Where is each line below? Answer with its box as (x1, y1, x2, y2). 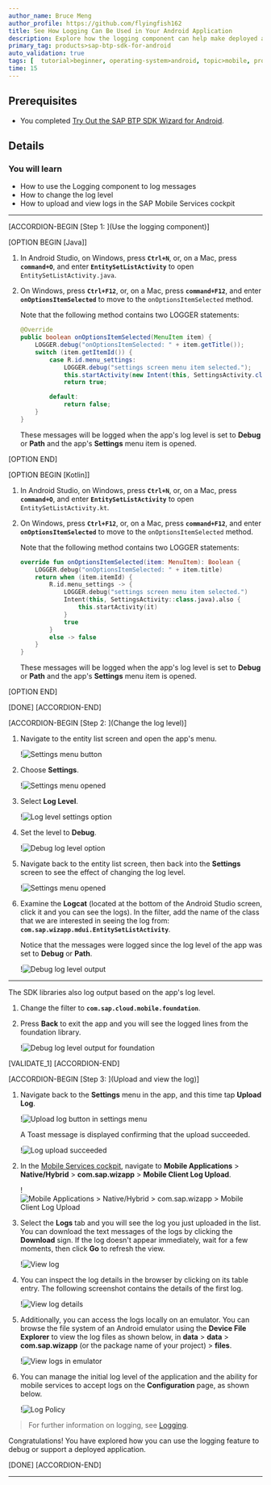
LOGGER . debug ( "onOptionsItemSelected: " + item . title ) (35, 566, 223, 574)
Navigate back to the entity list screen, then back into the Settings (19, 859, 241, 868)
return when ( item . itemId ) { (35, 573, 133, 581)
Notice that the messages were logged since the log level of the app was (19, 940, 263, 950)
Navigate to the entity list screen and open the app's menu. (19, 734, 217, 743)
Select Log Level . (19, 797, 79, 806)
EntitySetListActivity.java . (19, 270, 117, 280)
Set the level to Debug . (19, 828, 97, 838)
